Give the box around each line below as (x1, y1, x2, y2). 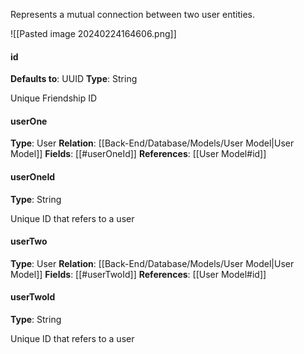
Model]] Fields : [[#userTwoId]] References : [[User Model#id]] (10, 268, 267, 280)
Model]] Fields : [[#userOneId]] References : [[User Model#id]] (10, 148, 267, 160)
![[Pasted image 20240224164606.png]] (10, 28, 177, 39)
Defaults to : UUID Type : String (10, 73, 138, 85)
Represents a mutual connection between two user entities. (10, 9, 255, 20)
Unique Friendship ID (10, 92, 98, 104)
